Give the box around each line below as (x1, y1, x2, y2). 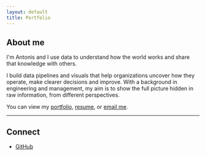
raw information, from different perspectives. (6, 91, 120, 98)
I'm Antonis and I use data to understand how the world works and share (6, 53, 190, 61)
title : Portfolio (6, 15, 51, 21)
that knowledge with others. (6, 60, 77, 67)
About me (6, 37, 45, 48)
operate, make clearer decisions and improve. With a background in (6, 78, 178, 86)
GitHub (15, 143, 34, 150)
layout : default (6, 9, 48, 15)
